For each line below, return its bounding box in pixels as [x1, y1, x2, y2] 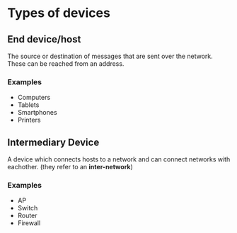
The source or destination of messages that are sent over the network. [7, 52, 214, 60]
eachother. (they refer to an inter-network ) [7, 163, 133, 171]
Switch [17, 204, 38, 212]
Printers [17, 115, 41, 125]
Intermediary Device [7, 136, 100, 148]
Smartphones [17, 108, 58, 117]
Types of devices [7, 5, 111, 21]
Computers [17, 93, 51, 102]
